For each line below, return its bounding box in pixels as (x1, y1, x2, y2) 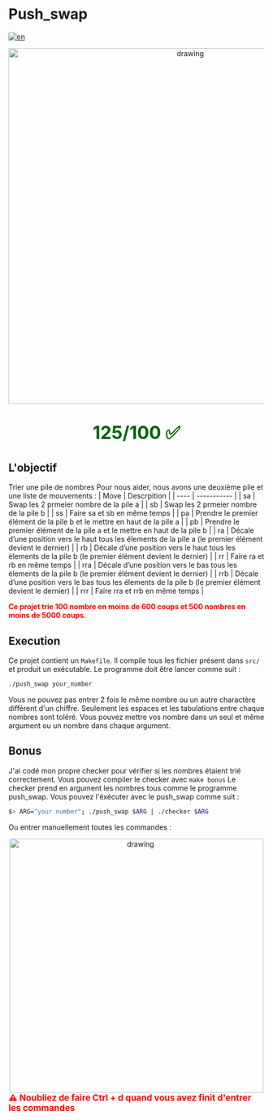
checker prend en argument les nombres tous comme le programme (8, 782, 237, 793)
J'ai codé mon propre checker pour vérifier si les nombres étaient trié (8, 765, 241, 775)
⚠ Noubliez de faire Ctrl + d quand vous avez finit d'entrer (8, 1092, 252, 1103)
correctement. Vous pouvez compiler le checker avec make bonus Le (8, 774, 236, 784)
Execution (8, 634, 61, 647)
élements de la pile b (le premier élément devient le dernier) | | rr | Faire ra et (8, 551, 265, 561)
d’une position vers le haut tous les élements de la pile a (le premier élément (8, 534, 263, 544)
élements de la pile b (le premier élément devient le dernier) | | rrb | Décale (8, 569, 258, 578)
